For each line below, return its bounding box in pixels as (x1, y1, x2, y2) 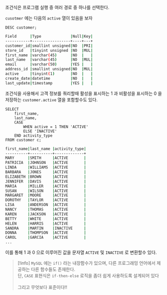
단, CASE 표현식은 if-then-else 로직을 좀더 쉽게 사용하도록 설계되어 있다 (17, 273, 159, 278)
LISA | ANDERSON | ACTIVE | (5, 203, 86, 208)
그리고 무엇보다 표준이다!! (17, 284, 68, 290)
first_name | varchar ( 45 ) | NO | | (5, 52, 93, 58)
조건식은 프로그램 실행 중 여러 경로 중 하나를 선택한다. (5, 5, 109, 10)
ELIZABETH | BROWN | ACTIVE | (5, 174, 86, 179)
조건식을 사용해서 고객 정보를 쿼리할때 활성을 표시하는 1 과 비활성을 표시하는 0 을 (5, 90, 162, 96)
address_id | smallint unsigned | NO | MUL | (5, 67, 93, 72)
